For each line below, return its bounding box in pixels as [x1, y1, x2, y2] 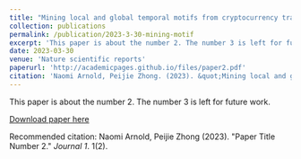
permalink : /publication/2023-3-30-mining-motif [9, 30, 194, 39]
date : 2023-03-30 [9, 47, 74, 56]
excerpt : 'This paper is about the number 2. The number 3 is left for [9, 38, 282, 48]
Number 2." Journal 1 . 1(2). [9, 140, 108, 151]
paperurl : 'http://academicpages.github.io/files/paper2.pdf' [9, 64, 246, 73]
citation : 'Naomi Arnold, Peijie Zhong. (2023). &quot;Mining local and [9, 72, 287, 81]
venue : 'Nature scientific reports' [9, 55, 146, 64]
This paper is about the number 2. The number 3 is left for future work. [9, 96, 271, 107]
